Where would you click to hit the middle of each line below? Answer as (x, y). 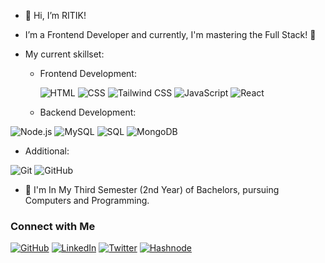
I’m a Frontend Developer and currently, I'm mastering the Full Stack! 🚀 (170, 34)
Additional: (47, 151)
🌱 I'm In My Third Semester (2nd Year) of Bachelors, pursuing (152, 189)
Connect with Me (53, 226)
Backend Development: (88, 112)
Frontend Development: (88, 73)
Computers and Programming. (87, 200)
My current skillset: (64, 54)
